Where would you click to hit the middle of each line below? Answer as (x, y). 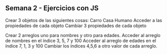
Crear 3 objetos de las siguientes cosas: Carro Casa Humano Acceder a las (84, 20)
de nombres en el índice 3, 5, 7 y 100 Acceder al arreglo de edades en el (81, 40)
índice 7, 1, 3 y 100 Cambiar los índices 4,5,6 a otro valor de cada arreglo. (81, 46)
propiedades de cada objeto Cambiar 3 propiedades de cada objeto (76, 25)
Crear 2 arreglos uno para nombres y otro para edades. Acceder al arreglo (83, 35)
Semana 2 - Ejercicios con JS (52, 8)
